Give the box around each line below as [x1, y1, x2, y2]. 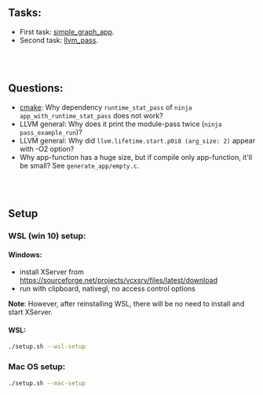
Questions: [8, 82, 64, 95]
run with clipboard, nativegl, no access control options [19, 284, 196, 293]
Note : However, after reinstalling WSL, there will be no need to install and [8, 299, 245, 309]
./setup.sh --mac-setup [8, 379, 86, 387]
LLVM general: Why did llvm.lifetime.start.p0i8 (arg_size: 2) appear [19, 136, 256, 145]
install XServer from [19, 267, 84, 277]
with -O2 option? [19, 144, 75, 154]
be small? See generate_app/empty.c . [19, 161, 140, 170]
